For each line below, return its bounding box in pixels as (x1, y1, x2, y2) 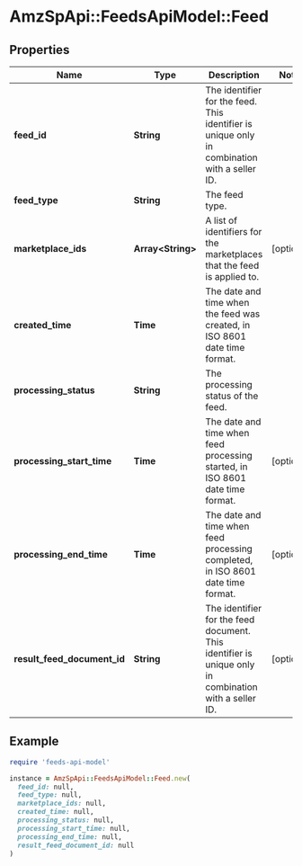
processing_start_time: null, (17, 824, 130, 833)
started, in (205, 460, 248, 473)
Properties (9, 42, 70, 58)
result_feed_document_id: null (17, 841, 135, 850)
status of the (205, 389, 259, 402)
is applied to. (205, 271, 260, 282)
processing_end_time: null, (17, 832, 123, 842)
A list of (205, 214, 238, 227)
